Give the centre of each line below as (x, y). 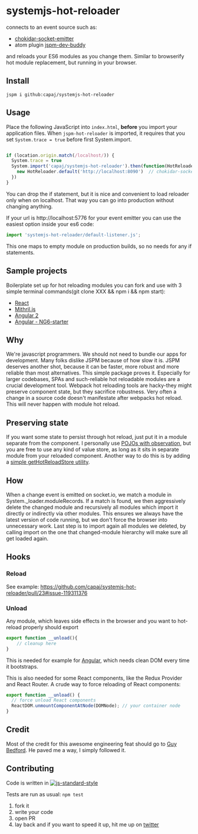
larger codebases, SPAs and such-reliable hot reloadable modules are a (93, 379)
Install (18, 81)
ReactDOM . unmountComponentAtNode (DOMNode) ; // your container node (96, 706)
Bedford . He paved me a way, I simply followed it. (66, 750)
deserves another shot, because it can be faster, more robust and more (93, 367)
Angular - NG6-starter (42, 322)
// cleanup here (37, 643)
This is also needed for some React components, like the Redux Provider (94, 678)
